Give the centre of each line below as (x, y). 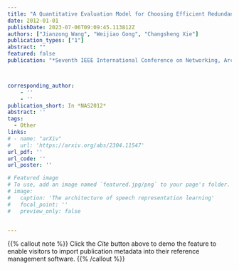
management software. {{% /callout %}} (67, 259)
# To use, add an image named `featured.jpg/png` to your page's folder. (119, 185)
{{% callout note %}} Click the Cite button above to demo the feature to (112, 244)
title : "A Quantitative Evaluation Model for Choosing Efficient (106, 14)
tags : (15, 119)
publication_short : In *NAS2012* (57, 105)
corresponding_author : (41, 85)
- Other (25, 125)
